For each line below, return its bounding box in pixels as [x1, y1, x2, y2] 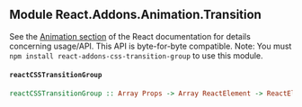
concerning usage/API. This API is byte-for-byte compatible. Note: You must [9, 40, 292, 51]
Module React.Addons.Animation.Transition [9, 7, 262, 22]
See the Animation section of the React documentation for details [9, 31, 252, 41]
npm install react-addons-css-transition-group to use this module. [9, 49, 263, 61]
